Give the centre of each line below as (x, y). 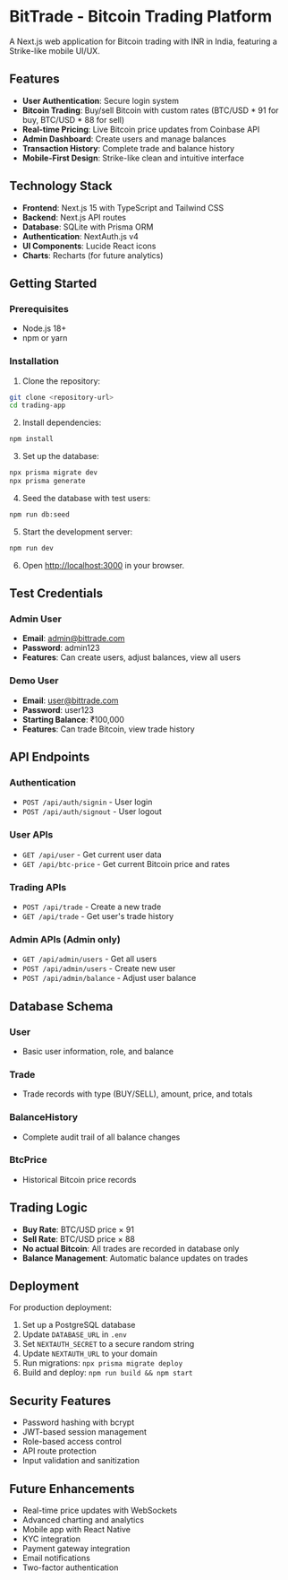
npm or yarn (45, 338)
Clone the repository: (61, 381)
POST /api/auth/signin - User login (87, 802)
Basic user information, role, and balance (98, 1051)
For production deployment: (60, 1307)
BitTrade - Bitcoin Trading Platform (141, 17)
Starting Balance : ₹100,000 (73, 719)
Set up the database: (61, 456)
